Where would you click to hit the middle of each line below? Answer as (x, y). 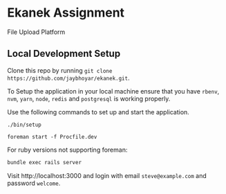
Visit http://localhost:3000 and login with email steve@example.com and (107, 175)
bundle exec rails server (44, 162)
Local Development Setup (64, 54)
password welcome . (34, 183)
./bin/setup (24, 125)
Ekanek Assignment (66, 13)
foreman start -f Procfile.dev (52, 136)
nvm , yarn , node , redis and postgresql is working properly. (89, 98)
